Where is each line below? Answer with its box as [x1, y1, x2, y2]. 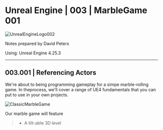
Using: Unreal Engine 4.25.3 [5, 50, 61, 56]
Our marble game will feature [5, 111, 64, 116]
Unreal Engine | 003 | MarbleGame [5, 5, 147, 16]
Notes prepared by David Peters [5, 40, 69, 46]
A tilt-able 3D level [24, 120, 62, 126]
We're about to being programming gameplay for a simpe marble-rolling [5, 81, 149, 87]
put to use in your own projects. [5, 92, 69, 97]
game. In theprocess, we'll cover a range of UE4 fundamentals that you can [5, 86, 156, 92]
